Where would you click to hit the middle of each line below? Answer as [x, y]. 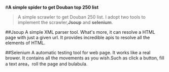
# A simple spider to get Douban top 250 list [52, 7]
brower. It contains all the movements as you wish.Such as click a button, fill [85, 58]
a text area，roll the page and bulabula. [46, 64]
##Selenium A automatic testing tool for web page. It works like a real [78, 53]
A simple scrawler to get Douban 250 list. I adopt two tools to [81, 17]
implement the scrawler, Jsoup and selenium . [65, 22]
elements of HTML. [25, 43]
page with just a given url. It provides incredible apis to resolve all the [78, 38]
